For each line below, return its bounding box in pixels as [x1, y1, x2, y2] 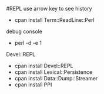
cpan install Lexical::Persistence [14, 69, 93, 76]
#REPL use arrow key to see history [6, 5, 92, 12]
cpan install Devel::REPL [14, 62, 73, 69]
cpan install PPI [14, 81, 52, 88]
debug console [6, 28, 43, 35]
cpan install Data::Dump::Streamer [14, 75, 98, 82]
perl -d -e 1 [14, 40, 42, 46]
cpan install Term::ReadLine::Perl [14, 17, 95, 23]
